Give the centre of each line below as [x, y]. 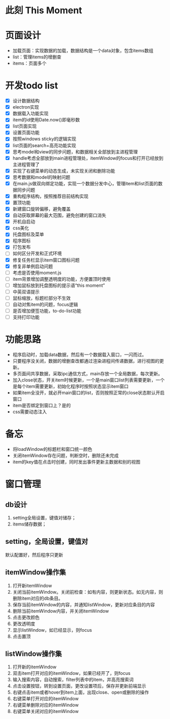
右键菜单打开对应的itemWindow [45, 699]
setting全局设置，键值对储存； [44, 518]
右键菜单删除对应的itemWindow [45, 705]
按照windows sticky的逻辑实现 [44, 139]
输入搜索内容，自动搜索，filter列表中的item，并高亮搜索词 [73, 680]
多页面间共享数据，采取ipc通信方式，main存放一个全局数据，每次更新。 [88, 374]
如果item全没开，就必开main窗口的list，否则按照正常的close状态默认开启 [89, 393]
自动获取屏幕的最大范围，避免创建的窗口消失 [59, 215]
